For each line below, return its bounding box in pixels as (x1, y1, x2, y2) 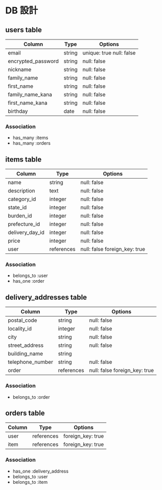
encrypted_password (8, 57, 59, 65)
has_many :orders (12, 140, 51, 146)
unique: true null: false (82, 49, 136, 56)
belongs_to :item (12, 479, 48, 485)
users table (5, 25, 42, 34)
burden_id (8, 212, 32, 220)
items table (5, 155, 42, 164)
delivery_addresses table (5, 293, 87, 302)
